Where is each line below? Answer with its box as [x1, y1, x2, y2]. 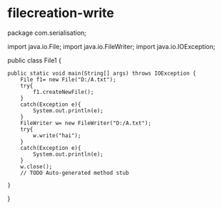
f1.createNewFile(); [33, 88, 94, 95]
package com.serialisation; [7, 28, 87, 37]
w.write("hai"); [33, 132, 81, 139]
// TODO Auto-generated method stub [20, 169, 130, 176]
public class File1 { [7, 55, 62, 65]
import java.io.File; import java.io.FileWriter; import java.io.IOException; [7, 42, 216, 50]
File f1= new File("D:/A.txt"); [20, 76, 116, 83]
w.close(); [20, 163, 53, 170]
